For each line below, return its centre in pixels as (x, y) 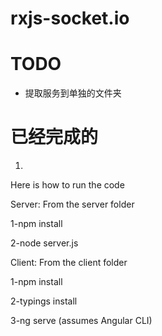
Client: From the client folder (69, 263)
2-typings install (44, 301)
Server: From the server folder (72, 204)
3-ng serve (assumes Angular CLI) (81, 321)
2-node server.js (44, 243)
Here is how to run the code (67, 185)
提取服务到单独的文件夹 (73, 93)
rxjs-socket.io (70, 18)
